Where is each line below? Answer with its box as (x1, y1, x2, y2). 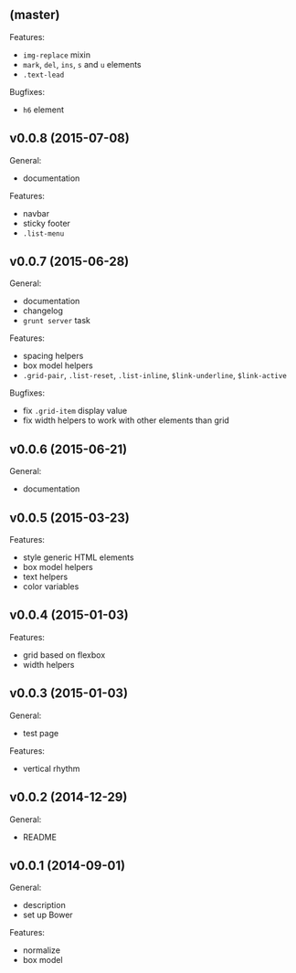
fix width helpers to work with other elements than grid (22, 415, 230, 426)
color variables (22, 581, 79, 592)
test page (22, 727, 59, 738)
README (22, 831, 58, 842)
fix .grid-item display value (22, 406, 128, 417)
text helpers (22, 571, 69, 583)
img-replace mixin (22, 49, 91, 60)
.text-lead (22, 70, 65, 79)
